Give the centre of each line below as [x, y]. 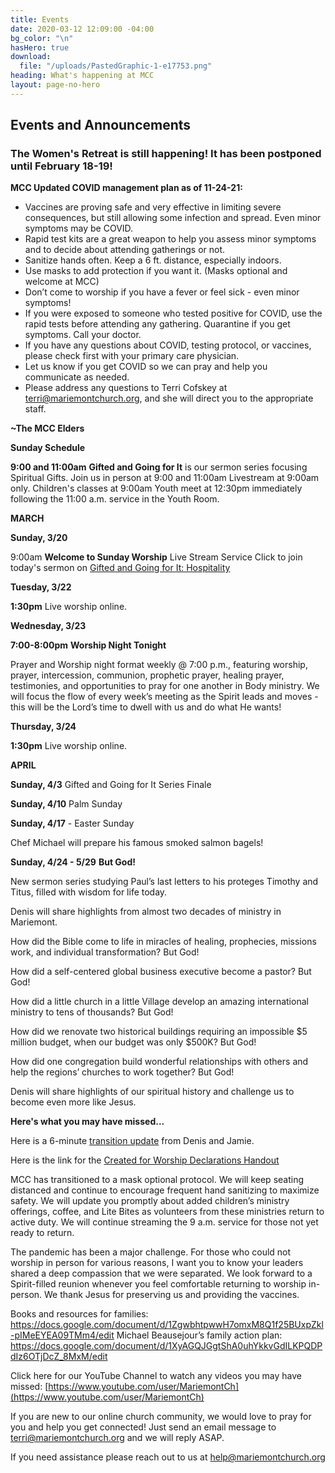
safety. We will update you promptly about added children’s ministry [150, 1201]
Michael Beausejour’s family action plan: [199, 1335]
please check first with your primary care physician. [132, 356]
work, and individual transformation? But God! [105, 952]
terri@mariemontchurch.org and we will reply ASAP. [117, 1438]
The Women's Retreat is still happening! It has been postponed [166, 154]
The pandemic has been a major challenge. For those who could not [151, 1252]
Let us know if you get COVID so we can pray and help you [146, 367]
